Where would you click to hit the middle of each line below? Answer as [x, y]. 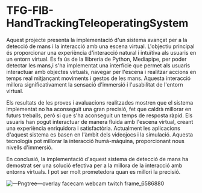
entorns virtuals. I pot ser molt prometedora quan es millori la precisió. [93, 171]
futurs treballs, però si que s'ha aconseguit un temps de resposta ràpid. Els [99, 115]
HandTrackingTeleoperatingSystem [97, 23]
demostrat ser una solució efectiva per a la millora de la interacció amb [94, 165]
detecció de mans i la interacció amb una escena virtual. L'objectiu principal [100, 46]
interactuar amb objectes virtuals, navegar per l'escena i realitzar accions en [101, 72]
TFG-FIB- [30, 11]
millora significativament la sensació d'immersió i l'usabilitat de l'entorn [95, 84]
